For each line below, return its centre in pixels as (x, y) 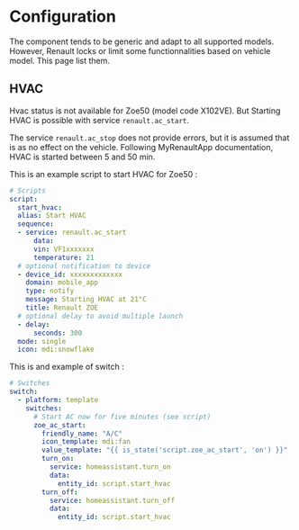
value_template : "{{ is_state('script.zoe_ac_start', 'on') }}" (165, 450)
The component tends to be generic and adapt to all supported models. (142, 41)
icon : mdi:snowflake (56, 350)
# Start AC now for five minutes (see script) (122, 417)
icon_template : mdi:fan (86, 442)
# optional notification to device (84, 266)
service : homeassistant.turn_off (112, 500)
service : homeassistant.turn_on (110, 467)
